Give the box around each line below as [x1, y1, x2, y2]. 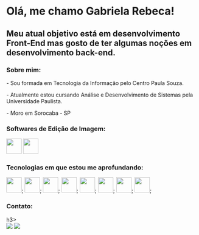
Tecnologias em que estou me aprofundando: [6, 163, 144, 172]
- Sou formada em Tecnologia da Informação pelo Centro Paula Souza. [6, 79, 184, 86]
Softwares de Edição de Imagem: [6, 124, 106, 133]
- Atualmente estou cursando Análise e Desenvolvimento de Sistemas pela [6, 91, 194, 98]
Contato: [6, 202, 33, 211]
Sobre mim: [6, 66, 41, 74]
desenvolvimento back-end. [6, 47, 116, 58]
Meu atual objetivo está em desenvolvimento [6, 29, 181, 39]
